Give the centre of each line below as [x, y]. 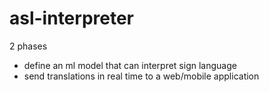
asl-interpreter [72, 18]
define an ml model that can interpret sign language [130, 65]
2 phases [28, 46]
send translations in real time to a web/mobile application [141, 76]
